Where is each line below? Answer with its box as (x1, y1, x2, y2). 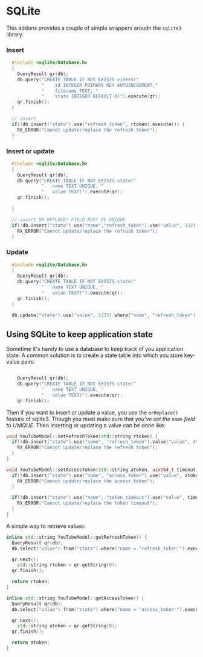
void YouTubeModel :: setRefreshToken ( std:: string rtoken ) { (6, 433, 158, 439)
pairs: (21, 358, 36, 365)
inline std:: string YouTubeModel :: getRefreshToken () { (6, 534, 147, 540)
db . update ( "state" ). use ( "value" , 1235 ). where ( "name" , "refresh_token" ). (11, 312, 199, 319)
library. (6, 30, 24, 38)
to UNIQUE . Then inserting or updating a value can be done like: (6, 421, 166, 429)
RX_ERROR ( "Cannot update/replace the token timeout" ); (17, 500, 158, 507)
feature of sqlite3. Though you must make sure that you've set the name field (6, 415, 195, 422)
